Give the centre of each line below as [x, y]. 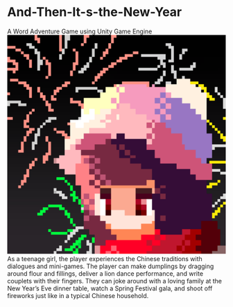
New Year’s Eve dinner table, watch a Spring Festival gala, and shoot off [110, 288]
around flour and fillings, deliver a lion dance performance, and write [105, 273]
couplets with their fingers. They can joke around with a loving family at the [115, 281]
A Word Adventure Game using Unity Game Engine [80, 31]
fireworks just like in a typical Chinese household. [78, 295]
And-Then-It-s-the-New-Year [95, 12]
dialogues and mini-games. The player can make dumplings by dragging [111, 266]
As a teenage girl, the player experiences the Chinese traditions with [105, 258]
